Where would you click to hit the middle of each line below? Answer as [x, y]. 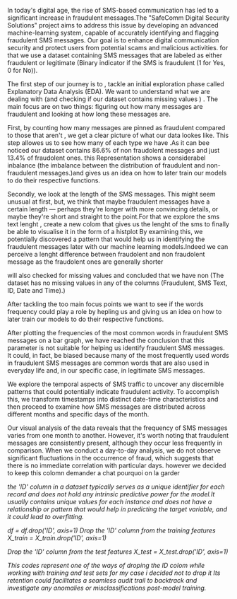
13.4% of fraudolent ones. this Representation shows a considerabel [107, 158]
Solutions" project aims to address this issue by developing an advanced [113, 25]
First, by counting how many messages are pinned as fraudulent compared [116, 128]
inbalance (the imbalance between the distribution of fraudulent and [107, 165]
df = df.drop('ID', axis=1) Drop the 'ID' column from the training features [112, 530]
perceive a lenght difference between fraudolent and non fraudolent [106, 254]
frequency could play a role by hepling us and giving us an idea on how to [115, 312]
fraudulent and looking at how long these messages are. [89, 114]
